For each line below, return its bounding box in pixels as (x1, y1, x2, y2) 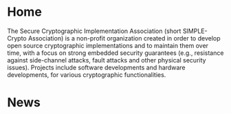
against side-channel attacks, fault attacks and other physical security (7, 56, 206, 64)
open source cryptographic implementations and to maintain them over (7, 41, 208, 49)
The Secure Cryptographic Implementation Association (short (7, 27, 181, 35)
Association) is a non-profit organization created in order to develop (27, 34, 221, 42)
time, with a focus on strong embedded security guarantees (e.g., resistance (7, 49, 224, 57)
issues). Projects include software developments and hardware (7, 63, 186, 71)
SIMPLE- (182, 27, 208, 35)
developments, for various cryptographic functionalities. (7, 70, 166, 79)
